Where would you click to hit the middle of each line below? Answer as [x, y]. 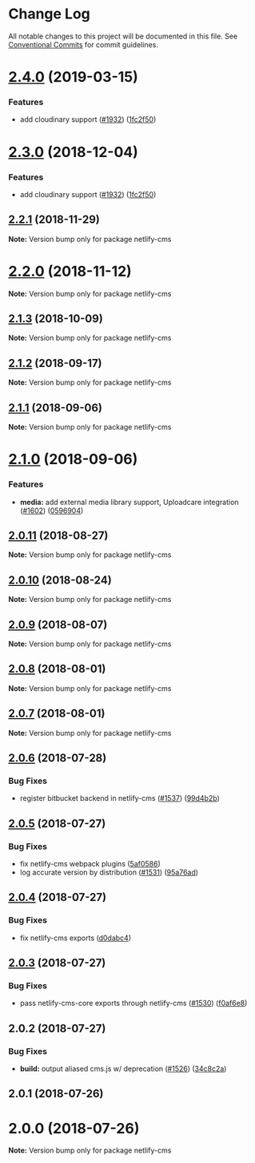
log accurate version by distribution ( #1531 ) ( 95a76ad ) [109, 872]
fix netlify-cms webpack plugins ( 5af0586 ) [90, 864]
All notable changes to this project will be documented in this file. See [123, 36]
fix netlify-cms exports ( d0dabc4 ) [76, 938]
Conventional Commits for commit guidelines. [83, 44]
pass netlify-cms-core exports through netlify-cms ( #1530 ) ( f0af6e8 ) [133, 1003]
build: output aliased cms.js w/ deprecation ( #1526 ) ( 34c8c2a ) [123, 1069]
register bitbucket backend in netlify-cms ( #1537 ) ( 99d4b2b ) [120, 798]
